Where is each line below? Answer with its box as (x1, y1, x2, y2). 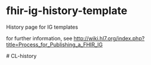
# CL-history (6, 52, 37, 59)
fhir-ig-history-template (6, 4, 127, 18)
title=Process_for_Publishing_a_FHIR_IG (6, 41, 103, 48)
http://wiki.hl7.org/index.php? (73, 35, 145, 42)
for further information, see (6, 35, 73, 42)
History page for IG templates (6, 23, 78, 30)
